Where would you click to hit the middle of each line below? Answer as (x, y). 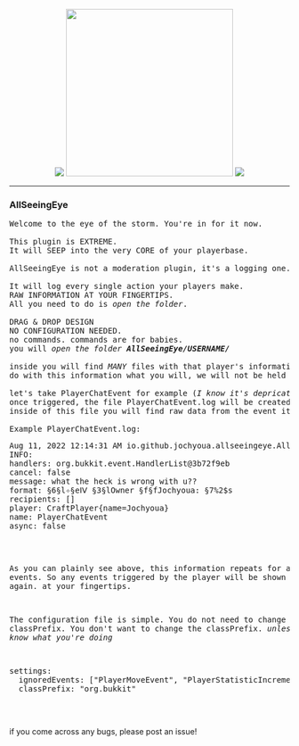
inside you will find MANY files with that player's (127, 367)
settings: (30, 671)
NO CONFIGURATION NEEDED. (66, 331)
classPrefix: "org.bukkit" (77, 689)
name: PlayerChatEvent (59, 517)
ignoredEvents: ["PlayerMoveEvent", (98, 680)
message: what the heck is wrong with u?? (103, 481)
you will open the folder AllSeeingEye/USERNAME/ (120, 349)
